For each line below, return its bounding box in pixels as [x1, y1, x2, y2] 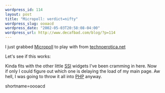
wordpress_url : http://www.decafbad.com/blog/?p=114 [5, 30, 116, 35]
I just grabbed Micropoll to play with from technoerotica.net [5, 44, 126, 49]
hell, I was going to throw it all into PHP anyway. [5, 74, 102, 79]
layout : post [5, 12, 32, 17]
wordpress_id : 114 [5, 7, 43, 12]
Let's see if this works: [5, 53, 51, 59]
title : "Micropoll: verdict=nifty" [5, 16, 78, 21]
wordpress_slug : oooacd [5, 21, 54, 26]
